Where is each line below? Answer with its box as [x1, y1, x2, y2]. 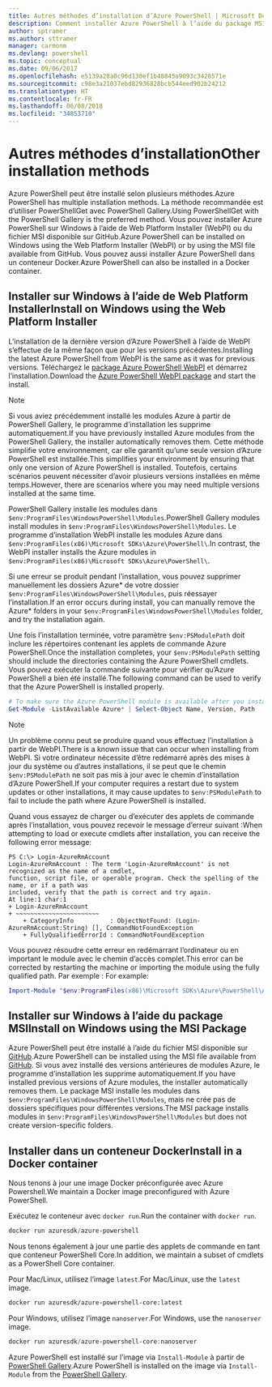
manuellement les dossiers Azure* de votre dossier [8, 580, 180, 590]
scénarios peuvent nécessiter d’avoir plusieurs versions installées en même [8, 471, 261, 480]
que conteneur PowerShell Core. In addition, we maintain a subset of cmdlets [8, 1249, 264, 1260]
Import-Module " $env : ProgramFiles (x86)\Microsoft [8, 986, 180, 995]
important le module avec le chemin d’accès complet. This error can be [8, 954, 244, 963]
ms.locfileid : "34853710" [8, 110, 96, 118]
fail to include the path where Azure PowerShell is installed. [8, 796, 206, 805]
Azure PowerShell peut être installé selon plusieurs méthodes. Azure [8, 188, 235, 198]
